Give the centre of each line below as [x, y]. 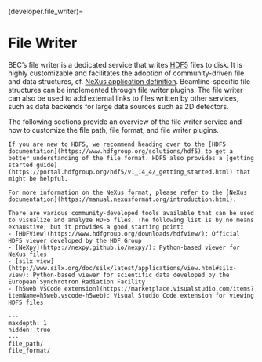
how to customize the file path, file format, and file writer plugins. [113, 130]
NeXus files [27, 254]
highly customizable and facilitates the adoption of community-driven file [126, 73]
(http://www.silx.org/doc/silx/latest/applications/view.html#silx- [122, 268]
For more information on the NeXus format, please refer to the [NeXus [127, 192]
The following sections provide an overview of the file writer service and [125, 122]
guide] [47, 165]
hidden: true [29, 330]
